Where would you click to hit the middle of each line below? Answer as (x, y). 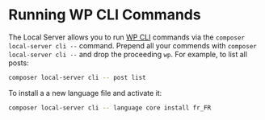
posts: (19, 63)
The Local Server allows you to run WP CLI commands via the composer (126, 37)
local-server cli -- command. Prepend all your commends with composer (132, 45)
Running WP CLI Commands (105, 15)
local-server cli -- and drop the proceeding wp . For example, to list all (128, 54)
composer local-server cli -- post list (78, 77)
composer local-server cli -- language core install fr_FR (110, 108)
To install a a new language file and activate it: (85, 93)
